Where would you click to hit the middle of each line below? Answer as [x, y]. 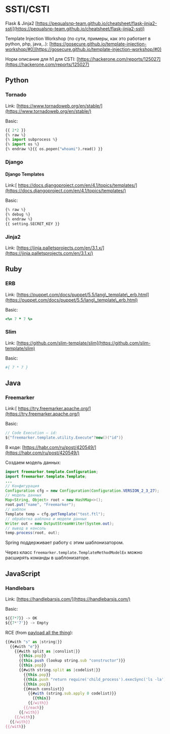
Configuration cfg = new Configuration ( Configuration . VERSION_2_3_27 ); [82, 491]
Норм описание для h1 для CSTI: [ [42, 59]
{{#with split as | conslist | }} [47, 651]
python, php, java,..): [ [28, 44]
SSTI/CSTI [27, 9]
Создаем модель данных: [33, 463]
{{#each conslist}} [44, 689]
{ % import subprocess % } [31, 140]
